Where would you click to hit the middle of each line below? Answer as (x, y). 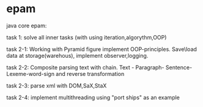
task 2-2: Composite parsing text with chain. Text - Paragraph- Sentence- (99, 67)
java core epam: (27, 26)
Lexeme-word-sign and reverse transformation (65, 74)
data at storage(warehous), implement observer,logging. (77, 55)
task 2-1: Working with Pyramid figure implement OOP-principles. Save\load (102, 49)
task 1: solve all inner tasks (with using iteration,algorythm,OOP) (87, 37)
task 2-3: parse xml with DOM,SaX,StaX (57, 85)
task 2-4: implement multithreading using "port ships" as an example (93, 97)
